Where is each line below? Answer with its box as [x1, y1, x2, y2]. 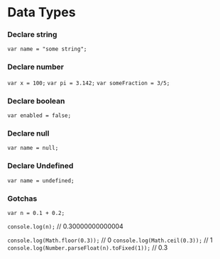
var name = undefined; [7, 177, 75, 184]
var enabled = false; [7, 112, 72, 119]
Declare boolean [7, 96, 65, 106]
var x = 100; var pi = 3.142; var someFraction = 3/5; [7, 79, 170, 87]
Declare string [7, 30, 57, 40]
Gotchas [7, 193, 38, 203]
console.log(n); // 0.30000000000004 [7, 221, 124, 231]
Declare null [7, 128, 50, 138]
